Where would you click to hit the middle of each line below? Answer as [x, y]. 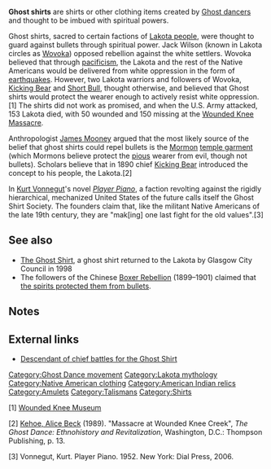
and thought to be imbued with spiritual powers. [89, 20]
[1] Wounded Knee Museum [55, 408]
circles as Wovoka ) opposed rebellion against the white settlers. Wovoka [130, 53]
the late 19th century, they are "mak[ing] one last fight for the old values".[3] [136, 215]
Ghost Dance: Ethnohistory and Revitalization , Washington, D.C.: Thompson [135, 432]
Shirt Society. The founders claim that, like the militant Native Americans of [134, 206]
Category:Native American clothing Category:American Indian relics [122, 384]
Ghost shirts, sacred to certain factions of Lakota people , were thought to [131, 36]
